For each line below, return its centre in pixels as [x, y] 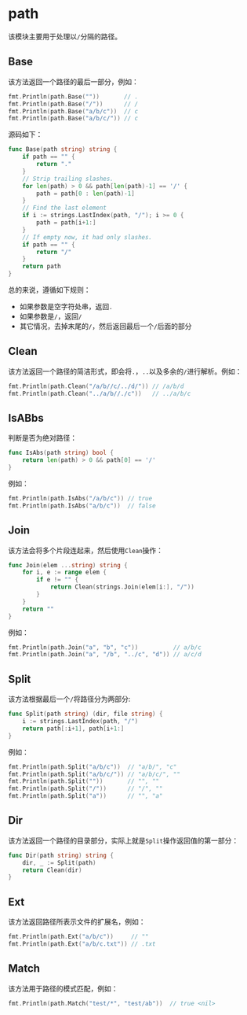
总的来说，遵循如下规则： [49, 290]
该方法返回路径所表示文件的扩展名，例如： [77, 922]
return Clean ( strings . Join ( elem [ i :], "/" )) [122, 587]
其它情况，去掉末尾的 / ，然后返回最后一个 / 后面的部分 [105, 326]
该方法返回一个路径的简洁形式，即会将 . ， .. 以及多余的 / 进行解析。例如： [125, 371]
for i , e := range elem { [65, 572]
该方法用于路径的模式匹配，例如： [63, 988]
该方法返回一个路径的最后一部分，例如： [73, 81]
